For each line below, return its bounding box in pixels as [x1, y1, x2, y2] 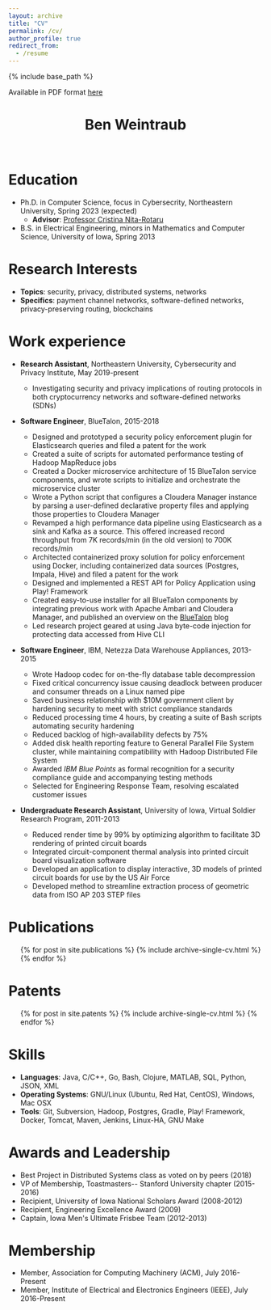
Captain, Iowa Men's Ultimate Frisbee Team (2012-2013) [19, 1213, 207, 1223]
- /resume [15, 49, 48, 57]
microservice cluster [31, 483, 101, 493]
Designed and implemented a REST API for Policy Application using [31, 577, 256, 587]
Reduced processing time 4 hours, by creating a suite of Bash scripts [31, 712, 262, 722]
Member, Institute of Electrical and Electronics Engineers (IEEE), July [19, 1285, 248, 1295]
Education [8, 171, 78, 189]
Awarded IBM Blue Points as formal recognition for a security [31, 763, 236, 773]
